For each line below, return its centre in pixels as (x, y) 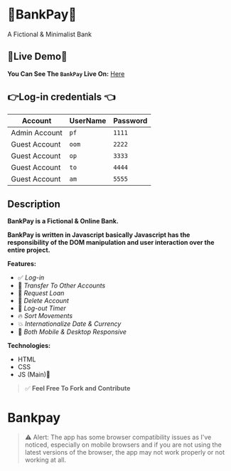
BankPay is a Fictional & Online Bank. (63, 221)
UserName (88, 120)
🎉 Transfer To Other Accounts (61, 286)
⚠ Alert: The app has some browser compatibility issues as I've (118, 438)
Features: (22, 264)
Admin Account (37, 132)
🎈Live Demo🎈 (37, 57)
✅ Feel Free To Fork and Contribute (77, 388)
